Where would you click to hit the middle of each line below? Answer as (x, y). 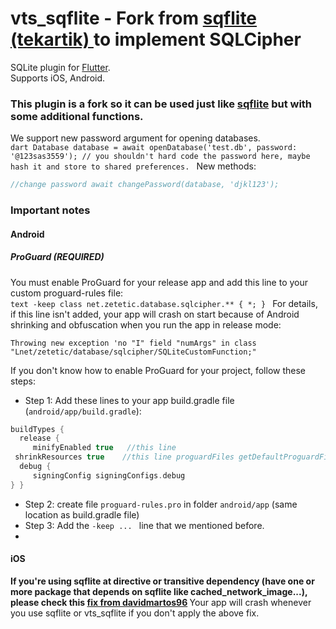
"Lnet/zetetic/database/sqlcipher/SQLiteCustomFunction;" (133, 352)
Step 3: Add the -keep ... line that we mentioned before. (144, 525)
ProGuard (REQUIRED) (57, 257)
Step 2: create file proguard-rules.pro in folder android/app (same (161, 504)
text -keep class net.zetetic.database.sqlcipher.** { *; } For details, (164, 303)
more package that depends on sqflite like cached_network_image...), (159, 591)
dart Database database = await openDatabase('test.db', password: (154, 148)
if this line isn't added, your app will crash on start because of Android (155, 314)
